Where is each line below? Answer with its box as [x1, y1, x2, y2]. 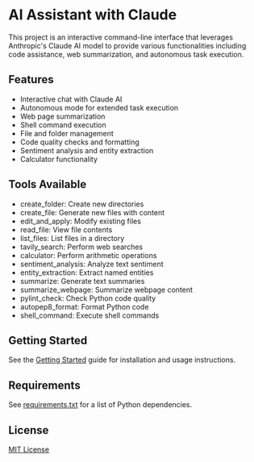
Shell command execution [19, 119, 106, 130]
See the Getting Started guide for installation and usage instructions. [8, 355, 236, 364]
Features [8, 73, 54, 86]
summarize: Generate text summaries [19, 276, 145, 285]
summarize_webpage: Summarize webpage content [19, 285, 194, 294]
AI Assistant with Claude [8, 6, 177, 24]
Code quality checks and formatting [19, 137, 139, 147]
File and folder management [19, 128, 115, 138]
